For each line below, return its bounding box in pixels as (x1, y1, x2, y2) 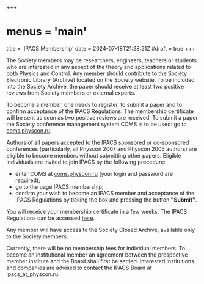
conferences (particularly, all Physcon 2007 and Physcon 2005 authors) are (6, 145, 197, 153)
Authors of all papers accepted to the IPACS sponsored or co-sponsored (6, 139, 189, 146)
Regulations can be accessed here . (6, 214, 95, 222)
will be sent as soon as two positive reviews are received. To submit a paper (6, 114, 199, 121)
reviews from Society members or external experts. (6, 89, 136, 96)
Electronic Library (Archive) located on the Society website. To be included (6, 76, 195, 83)
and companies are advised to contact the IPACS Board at (6, 264, 152, 271)
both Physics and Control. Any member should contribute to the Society (6, 70, 188, 77)
